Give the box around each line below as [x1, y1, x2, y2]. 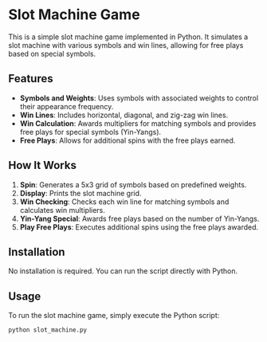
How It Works [8, 159, 77, 172]
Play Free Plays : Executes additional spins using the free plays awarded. [19, 222, 259, 232]
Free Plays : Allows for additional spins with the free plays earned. [19, 136, 236, 145]
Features [8, 72, 53, 85]
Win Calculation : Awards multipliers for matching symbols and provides [19, 118, 257, 128]
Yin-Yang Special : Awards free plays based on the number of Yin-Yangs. [19, 214, 260, 223]
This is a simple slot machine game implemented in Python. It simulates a [8, 32, 249, 41]
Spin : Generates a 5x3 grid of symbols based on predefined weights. [19, 179, 247, 189]
